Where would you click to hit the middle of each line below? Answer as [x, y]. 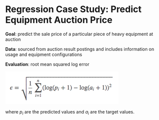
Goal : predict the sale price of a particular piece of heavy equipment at [79, 34]
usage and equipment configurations [44, 54]
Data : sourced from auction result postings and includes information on [80, 49]
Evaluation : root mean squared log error [47, 64]
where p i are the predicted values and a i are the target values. [70, 112]
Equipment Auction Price [59, 20]
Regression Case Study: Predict [73, 9]
